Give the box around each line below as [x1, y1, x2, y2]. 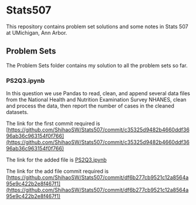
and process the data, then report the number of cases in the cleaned [6, 102, 175, 109]
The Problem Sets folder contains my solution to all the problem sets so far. [6, 62, 188, 69]
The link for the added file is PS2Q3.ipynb [6, 156, 107, 163]
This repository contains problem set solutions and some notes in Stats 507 [6, 23, 189, 30]
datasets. [6, 109, 29, 116]
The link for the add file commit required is [6, 168, 109, 175]
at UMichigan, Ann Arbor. [6, 29, 67, 36]
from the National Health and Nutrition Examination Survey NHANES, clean [6, 96, 187, 103]
